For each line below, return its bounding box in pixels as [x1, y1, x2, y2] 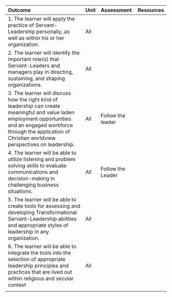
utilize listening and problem [8, 156, 76, 163]
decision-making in [8, 175, 55, 182]
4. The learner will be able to [8, 149, 77, 156]
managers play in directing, [8, 69, 73, 75]
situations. [8, 188, 33, 194]
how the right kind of [8, 96, 58, 103]
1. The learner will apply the [8, 15, 75, 22]
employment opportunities [8, 115, 72, 122]
